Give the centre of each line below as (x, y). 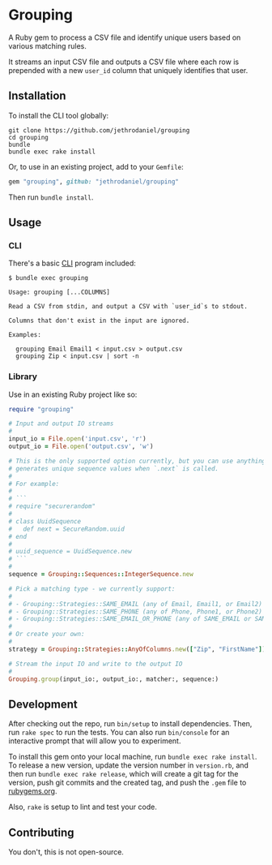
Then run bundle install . (51, 197)
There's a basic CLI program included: (72, 263)
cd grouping (28, 137)
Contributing (41, 832)
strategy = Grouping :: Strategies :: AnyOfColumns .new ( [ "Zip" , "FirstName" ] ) (137, 649)
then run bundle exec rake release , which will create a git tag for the (123, 774)
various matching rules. (48, 45)
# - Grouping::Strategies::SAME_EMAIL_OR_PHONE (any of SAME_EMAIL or (130, 619)
